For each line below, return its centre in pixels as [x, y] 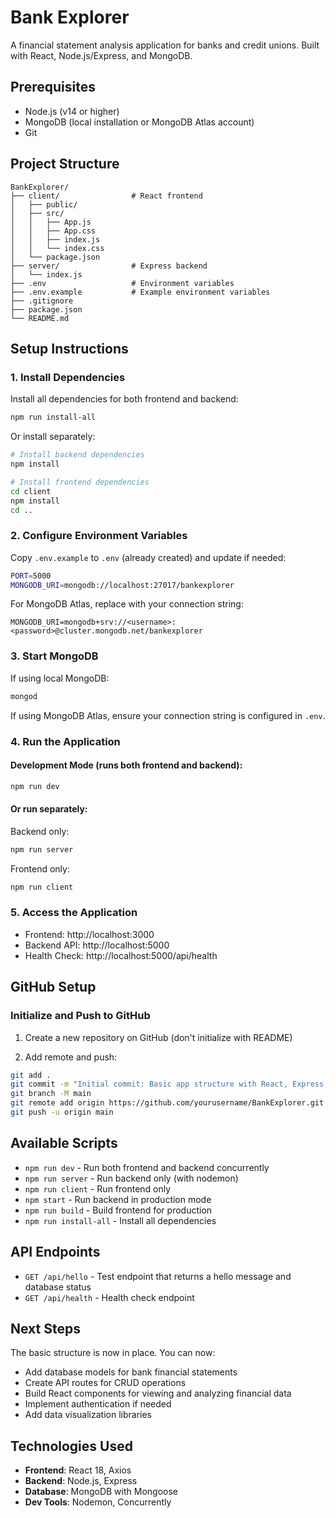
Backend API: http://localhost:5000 [97, 945]
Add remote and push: [71, 1057]
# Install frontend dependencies [80, 482]
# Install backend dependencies [77, 455]
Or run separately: [49, 809]
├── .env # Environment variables [122, 283]
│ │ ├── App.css [53, 231]
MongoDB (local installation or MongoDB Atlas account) [139, 122]
